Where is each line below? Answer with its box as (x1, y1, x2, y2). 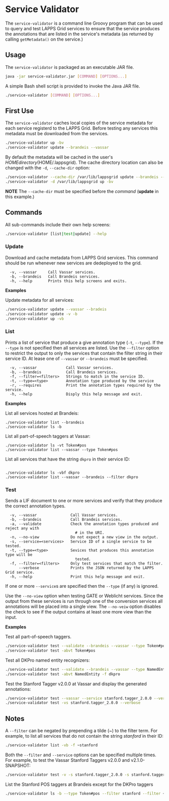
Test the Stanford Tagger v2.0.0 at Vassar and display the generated (5, 680, 147, 687)
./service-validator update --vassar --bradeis (5, 307, 107, 312)
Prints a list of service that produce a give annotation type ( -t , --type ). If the (5, 339, 163, 345)
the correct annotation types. (5, 503, 66, 509)
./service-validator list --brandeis (5, 420, 84, 425)
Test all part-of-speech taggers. (5, 634, 72, 640)
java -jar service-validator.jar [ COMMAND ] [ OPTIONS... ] (5, 74, 127, 79)
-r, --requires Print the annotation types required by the (10, 383, 161, 388)
